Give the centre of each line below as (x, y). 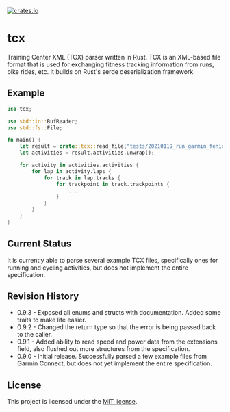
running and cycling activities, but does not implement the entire (98, 268)
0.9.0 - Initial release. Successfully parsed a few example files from (112, 357)
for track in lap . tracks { (82, 178)
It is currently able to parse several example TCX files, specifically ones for (113, 260)
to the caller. (35, 335)
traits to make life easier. (52, 320)
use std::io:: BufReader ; (42, 121)
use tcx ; (20, 109)
